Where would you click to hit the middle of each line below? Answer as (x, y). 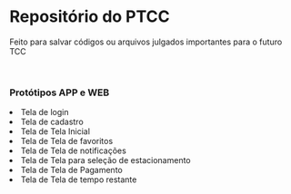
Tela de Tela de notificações (74, 150)
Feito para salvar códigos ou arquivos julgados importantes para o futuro (146, 42)
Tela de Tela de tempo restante (79, 179)
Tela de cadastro (52, 122)
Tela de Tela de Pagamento (72, 170)
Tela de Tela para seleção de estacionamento (106, 160)
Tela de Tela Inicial (56, 131)
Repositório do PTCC (90, 17)
